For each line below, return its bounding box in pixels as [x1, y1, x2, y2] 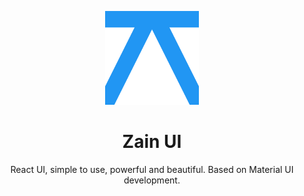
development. [123, 174, 181, 186]
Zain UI [122, 131, 182, 153]
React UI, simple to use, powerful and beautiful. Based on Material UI [10, 163, 294, 175]
